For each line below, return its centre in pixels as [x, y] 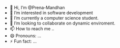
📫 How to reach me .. [32, 29]
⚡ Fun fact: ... [23, 41]
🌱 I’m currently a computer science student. [54, 18]
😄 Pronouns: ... [26, 36]
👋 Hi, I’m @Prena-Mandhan [37, 8]
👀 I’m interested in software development [51, 13]
